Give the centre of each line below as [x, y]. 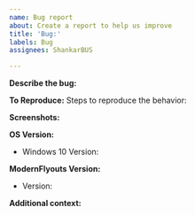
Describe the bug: [43, 83]
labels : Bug [31, 42]
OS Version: [32, 134]
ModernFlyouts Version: [55, 169]
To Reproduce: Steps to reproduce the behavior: [98, 100]
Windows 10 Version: [60, 152]
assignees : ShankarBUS [51, 50]
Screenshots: [35, 118]
